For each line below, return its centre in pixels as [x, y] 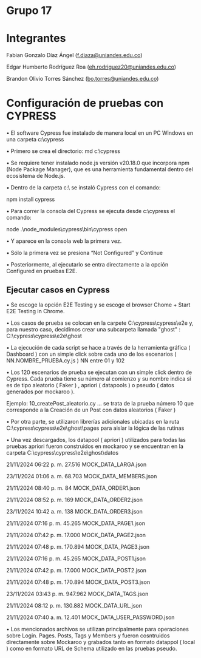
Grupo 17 [29, 11]
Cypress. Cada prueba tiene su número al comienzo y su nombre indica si [99, 378]
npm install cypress [31, 199]
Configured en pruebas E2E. [42, 271]
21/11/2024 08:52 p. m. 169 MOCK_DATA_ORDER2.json [74, 500]
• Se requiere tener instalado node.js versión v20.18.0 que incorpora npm [98, 163]
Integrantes [36, 39]
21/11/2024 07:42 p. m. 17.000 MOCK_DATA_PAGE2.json [76, 535]
